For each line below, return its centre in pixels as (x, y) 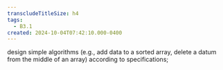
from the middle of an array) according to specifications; (88, 60)
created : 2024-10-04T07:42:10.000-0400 (65, 33)
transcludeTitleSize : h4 (43, 13)
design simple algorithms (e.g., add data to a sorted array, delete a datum (112, 52)
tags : (15, 20)
